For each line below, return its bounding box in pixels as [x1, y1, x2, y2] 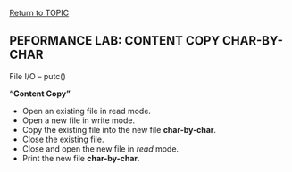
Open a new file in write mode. [21, 115, 136, 126]
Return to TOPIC [9, 8, 70, 18]
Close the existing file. [21, 134, 104, 144]
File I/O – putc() [9, 70, 67, 81]
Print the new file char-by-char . [21, 152, 140, 163]
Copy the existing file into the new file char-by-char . [21, 124, 217, 135]
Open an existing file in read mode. [21, 105, 152, 116]
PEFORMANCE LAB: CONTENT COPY [9, 33, 221, 48]
